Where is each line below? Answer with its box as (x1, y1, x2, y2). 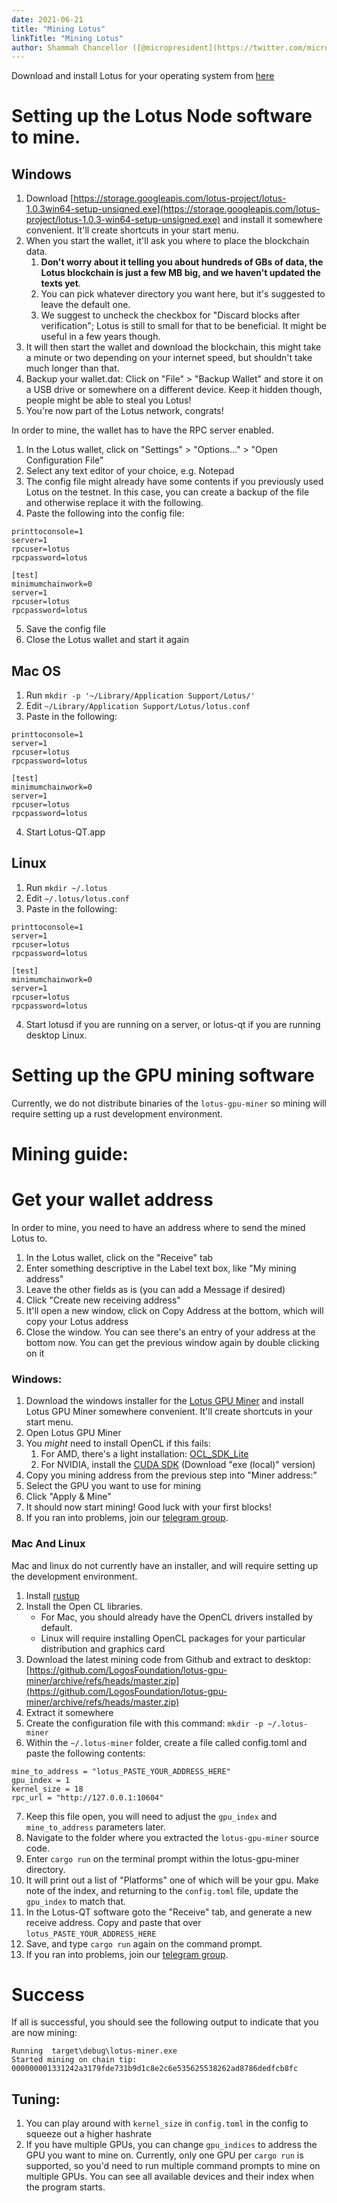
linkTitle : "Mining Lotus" (11, 33, 124, 43)
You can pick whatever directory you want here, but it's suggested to (40, 288, 326, 300)
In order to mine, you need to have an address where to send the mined (11, 1221, 306, 1233)
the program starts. (25, 2181, 106, 2193)
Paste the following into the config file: (25, 507, 185, 520)
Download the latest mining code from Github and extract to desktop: (25, 1653, 311, 1665)
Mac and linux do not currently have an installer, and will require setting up (11, 1559, 319, 1571)
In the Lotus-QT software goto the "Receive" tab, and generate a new (25, 1906, 313, 1918)
